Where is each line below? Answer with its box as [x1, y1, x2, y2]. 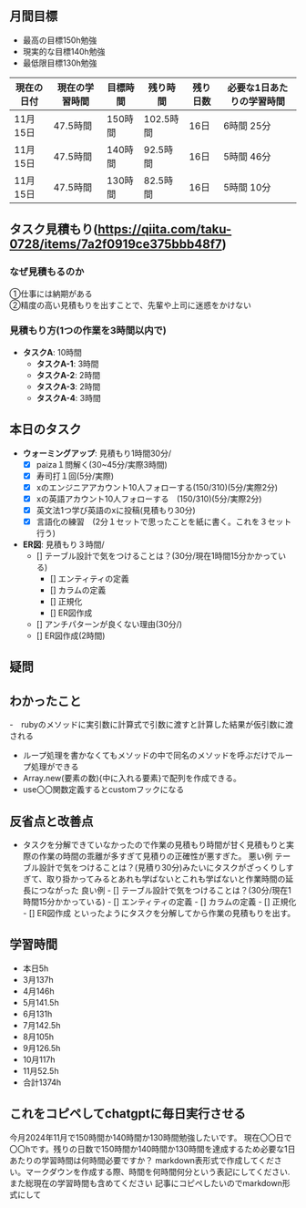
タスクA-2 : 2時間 [36, 369, 101, 380]
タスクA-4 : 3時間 [36, 392, 102, 403]
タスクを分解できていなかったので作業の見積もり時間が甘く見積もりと [22, 840, 287, 850]
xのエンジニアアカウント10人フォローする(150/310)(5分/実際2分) [36, 481, 279, 492]
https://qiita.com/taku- [97, 222, 232, 237]
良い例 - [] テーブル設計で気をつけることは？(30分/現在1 [80, 885, 291, 895]
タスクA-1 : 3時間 [36, 358, 99, 369]
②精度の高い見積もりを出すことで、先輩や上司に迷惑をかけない [9, 299, 252, 310]
